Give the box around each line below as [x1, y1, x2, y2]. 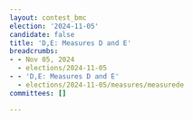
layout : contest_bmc [9, 13, 88, 23]
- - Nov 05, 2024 [9, 55, 75, 64]
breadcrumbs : [9, 47, 59, 56]
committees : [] [9, 88, 67, 97]
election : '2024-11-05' [9, 22, 100, 31]
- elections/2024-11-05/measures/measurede [17, 80, 184, 89]
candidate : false [9, 30, 75, 39]
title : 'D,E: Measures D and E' [9, 38, 131, 48]
